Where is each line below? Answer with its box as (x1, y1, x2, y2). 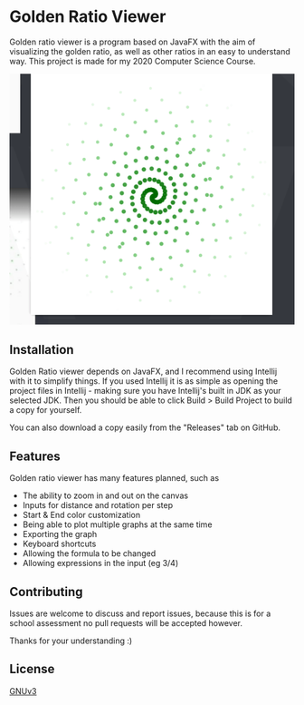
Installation (9, 342, 74, 357)
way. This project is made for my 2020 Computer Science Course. (9, 55, 256, 66)
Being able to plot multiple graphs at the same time (22, 519, 213, 530)
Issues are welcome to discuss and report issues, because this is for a (9, 608, 271, 619)
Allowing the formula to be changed (22, 548, 157, 559)
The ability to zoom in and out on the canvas (22, 490, 188, 501)
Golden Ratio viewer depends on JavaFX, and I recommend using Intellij (9, 366, 278, 377)
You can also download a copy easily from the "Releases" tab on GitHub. (9, 422, 280, 433)
